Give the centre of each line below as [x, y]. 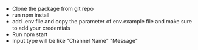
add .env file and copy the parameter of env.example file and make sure [102, 21]
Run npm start [30, 34]
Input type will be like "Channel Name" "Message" [75, 41]
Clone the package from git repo [53, 9]
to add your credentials [41, 28]
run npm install [31, 15]
